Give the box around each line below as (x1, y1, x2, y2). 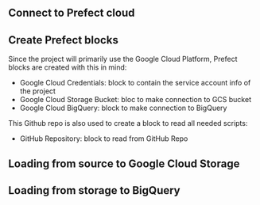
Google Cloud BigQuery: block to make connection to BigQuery (19, 103, 227, 113)
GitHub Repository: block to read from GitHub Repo (19, 134, 188, 143)
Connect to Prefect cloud (8, 6, 135, 20)
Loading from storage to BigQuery (8, 184, 180, 197)
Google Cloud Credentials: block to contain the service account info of (19, 78, 251, 88)
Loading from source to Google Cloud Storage (8, 157, 240, 170)
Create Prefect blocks (8, 33, 119, 47)
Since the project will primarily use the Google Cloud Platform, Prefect (8, 55, 238, 64)
